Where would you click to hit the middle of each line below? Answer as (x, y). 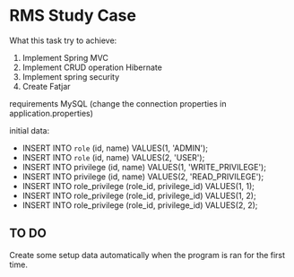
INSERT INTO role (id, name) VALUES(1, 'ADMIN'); (115, 148)
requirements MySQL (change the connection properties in (118, 103)
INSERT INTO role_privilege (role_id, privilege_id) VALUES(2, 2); (140, 205)
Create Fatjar (46, 86)
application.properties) (52, 113)
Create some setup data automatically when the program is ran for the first (147, 255)
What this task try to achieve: (63, 40)
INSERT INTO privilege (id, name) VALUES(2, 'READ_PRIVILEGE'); (143, 177)
